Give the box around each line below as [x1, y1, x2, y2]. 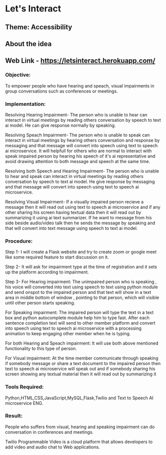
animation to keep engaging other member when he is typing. [5, 331, 131, 337]
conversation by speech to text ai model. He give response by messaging [5, 179, 155, 184]
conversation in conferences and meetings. [5, 429, 94, 435]
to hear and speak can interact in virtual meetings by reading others [5, 173, 144, 179]
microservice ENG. [5, 400, 44, 406]
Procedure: [5, 237, 33, 244]
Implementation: [5, 100, 46, 107]
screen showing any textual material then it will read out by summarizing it [5, 371, 157, 377]
